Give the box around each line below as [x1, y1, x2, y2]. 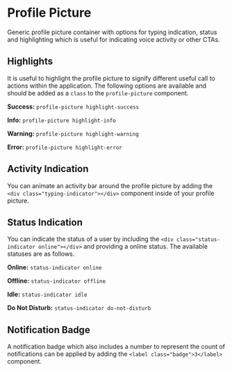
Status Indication [7, 216, 83, 228]
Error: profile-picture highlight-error [7, 143, 123, 151]
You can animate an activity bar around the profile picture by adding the [7, 181, 213, 189]
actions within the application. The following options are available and [7, 82, 207, 90]
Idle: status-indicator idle [7, 290, 88, 299]
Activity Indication [7, 163, 89, 175]
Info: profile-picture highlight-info [7, 116, 116, 124]
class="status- [176, 236, 220, 243]
